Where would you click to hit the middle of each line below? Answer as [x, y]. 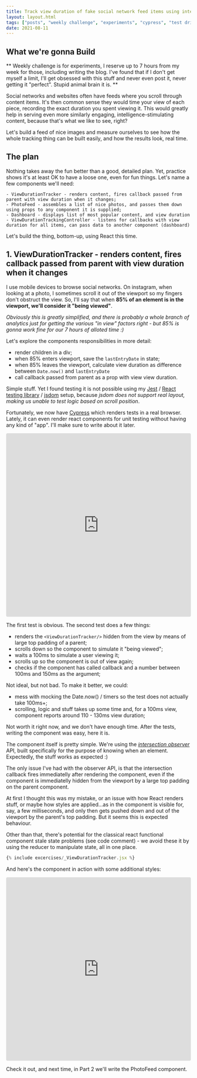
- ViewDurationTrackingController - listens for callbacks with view [93, 220]
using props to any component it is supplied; [64, 210]
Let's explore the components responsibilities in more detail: [79, 341]
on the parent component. [38, 787]
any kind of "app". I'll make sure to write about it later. [71, 425]
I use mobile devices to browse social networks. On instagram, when [89, 287]
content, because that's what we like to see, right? [67, 121]
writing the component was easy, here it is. [58, 733]
